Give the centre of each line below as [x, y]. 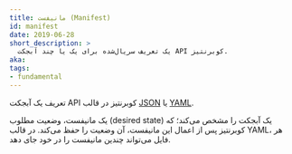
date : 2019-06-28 [42, 34]
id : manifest [34, 26]
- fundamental [36, 77]
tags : [19, 69]
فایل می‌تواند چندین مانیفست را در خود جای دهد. [90, 139]
